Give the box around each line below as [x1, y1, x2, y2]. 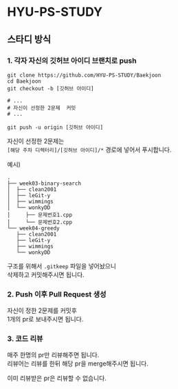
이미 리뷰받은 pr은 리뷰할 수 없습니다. [7, 374, 107, 383]
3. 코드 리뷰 [7, 334, 43, 343]
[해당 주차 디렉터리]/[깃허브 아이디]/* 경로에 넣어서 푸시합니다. [7, 146, 172, 154]
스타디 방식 [7, 33, 52, 45]
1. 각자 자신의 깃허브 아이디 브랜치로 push [7, 56, 137, 66]
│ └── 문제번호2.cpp [7, 219, 73, 226]
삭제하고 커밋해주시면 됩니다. [7, 270, 85, 279]
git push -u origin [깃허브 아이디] [7, 123, 104, 131]
